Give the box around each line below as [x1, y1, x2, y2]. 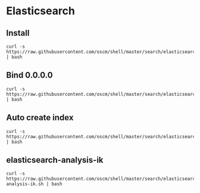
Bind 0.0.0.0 [6, 70, 53, 80]
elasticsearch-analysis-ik [6, 155, 104, 165]
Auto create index [6, 113, 74, 123]
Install [6, 28, 30, 38]
